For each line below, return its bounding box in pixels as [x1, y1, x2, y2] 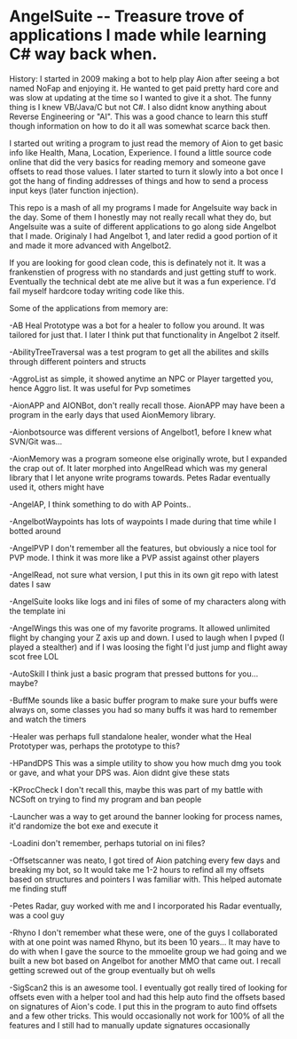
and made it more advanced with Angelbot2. [9, 240, 172, 251]
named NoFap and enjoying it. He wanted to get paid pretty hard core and [9, 83, 279, 93]
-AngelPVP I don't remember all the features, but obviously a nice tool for [9, 542, 277, 553]
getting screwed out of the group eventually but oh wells [9, 964, 215, 975]
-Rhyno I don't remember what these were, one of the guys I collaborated [9, 927, 277, 938]
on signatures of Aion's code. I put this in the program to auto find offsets [9, 1001, 277, 1011]
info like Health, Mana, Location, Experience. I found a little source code [9, 147, 272, 157]
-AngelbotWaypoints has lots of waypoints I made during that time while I [9, 516, 277, 526]
